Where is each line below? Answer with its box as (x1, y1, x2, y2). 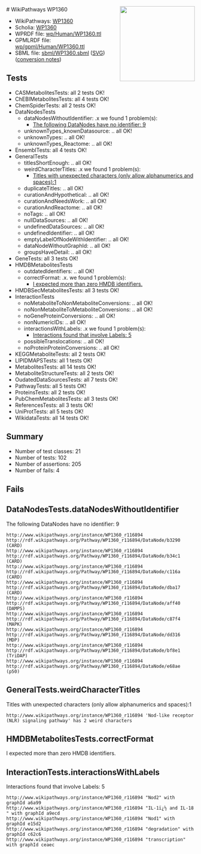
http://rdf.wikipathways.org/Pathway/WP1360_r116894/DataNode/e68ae (6, 663, 181, 669)
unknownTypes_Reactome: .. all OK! (23, 140, 112, 147)
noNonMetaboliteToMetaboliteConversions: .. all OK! (23, 305, 153, 313)
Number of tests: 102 (14, 454, 67, 461)
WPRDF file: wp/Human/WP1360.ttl (14, 30, 102, 37)
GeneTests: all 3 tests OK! (14, 254, 79, 262)
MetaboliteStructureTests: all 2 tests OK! (14, 369, 114, 377)
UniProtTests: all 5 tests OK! (14, 407, 84, 415)
